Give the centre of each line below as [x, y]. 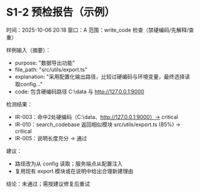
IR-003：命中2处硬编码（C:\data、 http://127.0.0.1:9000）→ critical [96, 117]
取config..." [29, 84]
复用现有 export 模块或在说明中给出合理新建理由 [74, 171]
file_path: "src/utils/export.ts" [51, 69]
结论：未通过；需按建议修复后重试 [48, 183]
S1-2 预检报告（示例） [61, 12]
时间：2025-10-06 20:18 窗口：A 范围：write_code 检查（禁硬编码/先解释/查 [100, 30]
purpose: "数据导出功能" [45, 63]
